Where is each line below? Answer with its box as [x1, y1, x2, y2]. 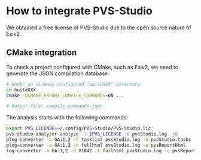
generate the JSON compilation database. [6, 70, 109, 77]
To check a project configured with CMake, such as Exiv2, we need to [6, 63, 179, 70]
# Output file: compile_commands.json [6, 103, 103, 109]
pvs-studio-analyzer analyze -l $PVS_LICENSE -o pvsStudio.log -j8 [6, 131, 178, 137]
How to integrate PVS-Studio [6, 4, 153, 18]
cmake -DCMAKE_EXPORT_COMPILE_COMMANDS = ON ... [6, 93, 124, 99]
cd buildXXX [6, 87, 36, 93]
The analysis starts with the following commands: [6, 114, 129, 121]
